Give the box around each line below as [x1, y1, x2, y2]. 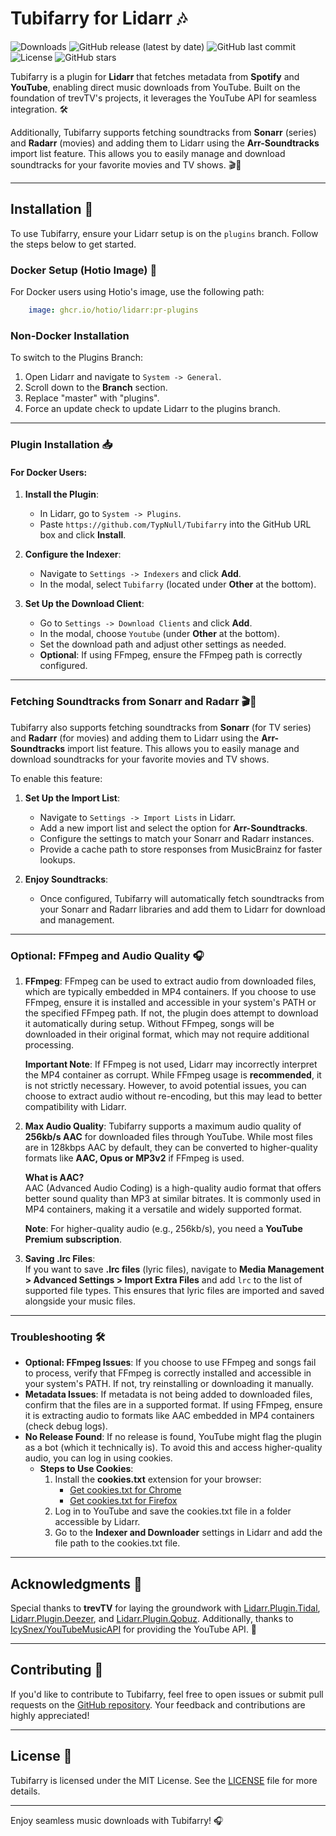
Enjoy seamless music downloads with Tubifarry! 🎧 [10, 1814, 224, 1826]
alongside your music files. [24, 1295, 137, 1307]
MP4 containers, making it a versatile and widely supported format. [24, 1203, 303, 1215]
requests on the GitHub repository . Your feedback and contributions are [10, 1698, 306, 1711]
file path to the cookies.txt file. [54, 1537, 181, 1549]
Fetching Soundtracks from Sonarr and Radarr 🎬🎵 [10, 695, 257, 709]
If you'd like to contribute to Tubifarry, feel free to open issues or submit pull [10, 1688, 324, 1700]
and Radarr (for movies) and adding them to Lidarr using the [10, 732, 260, 744]
